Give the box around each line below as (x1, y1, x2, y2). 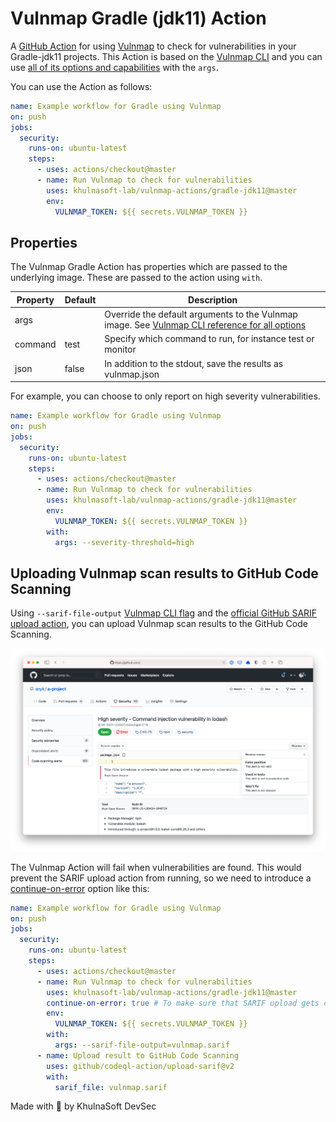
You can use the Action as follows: (10, 80, 153, 92)
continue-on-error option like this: (10, 882, 150, 894)
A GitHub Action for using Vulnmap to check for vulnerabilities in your (10, 40, 297, 52)
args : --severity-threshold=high (54, 537, 195, 547)
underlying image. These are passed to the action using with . (10, 272, 263, 284)
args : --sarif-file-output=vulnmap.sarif (54, 1040, 230, 1051)
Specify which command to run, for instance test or (104, 333, 315, 345)
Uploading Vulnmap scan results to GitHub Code (10, 565, 319, 582)
